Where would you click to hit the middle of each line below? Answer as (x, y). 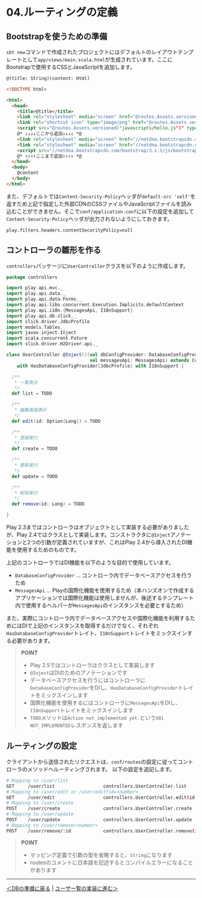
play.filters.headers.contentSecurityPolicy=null (70, 230)
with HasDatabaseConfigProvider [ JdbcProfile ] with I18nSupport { (101, 366)
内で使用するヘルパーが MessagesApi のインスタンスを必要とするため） (101, 606)
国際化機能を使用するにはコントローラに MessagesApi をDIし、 (106, 703)
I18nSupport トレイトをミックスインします (81, 710)
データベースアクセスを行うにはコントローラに (88, 680)
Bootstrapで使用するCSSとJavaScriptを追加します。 (71, 67)
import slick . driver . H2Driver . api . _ (52, 344)
